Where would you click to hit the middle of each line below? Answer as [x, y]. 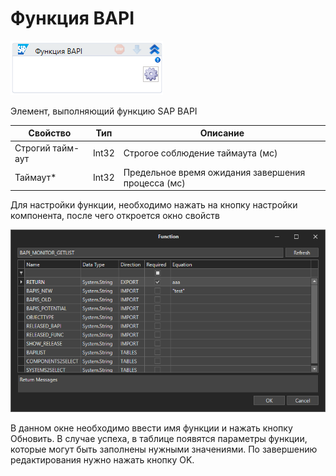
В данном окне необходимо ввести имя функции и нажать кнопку [151, 428]
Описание [222, 133]
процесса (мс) [154, 183]
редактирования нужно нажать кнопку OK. [102, 460]
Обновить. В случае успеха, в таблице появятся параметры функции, [159, 439]
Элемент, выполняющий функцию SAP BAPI [104, 111]
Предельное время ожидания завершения [214, 172]
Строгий [32, 148]
